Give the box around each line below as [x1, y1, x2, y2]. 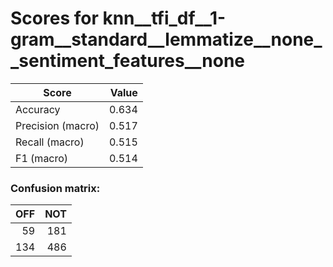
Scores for [10, 7, 99, 30]
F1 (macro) [15, 151, 69, 165]
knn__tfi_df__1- [102, 7, 227, 30]
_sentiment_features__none [10, 50, 246, 72]
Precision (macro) [15, 118, 100, 132]
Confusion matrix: [10, 181, 101, 195]
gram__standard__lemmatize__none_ [10, 28, 323, 51]
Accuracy [15, 102, 61, 116]
